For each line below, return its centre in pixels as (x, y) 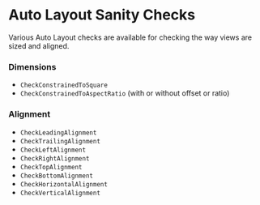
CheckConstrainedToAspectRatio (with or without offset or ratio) (125, 93)
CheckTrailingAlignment (60, 141)
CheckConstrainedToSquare (64, 85)
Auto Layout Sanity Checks (102, 15)
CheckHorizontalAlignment (64, 184)
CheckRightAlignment (55, 158)
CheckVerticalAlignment (60, 193)
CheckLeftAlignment (53, 150)
